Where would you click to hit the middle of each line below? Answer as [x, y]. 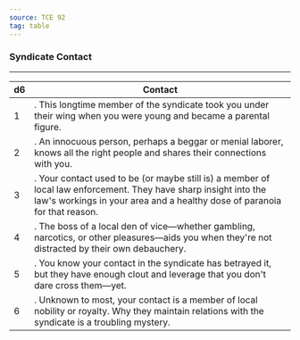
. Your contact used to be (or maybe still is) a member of [152, 178]
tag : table [29, 26]
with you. [54, 163]
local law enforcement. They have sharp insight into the [150, 189]
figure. [48, 127]
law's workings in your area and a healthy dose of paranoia [158, 200]
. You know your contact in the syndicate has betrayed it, [153, 262]
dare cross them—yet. [80, 285]
